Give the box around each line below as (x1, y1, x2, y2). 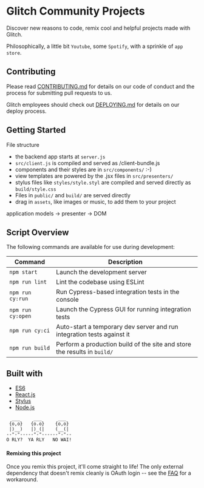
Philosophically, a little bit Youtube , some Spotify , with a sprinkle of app (6, 42, 183, 50)
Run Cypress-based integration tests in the (56, 288, 180, 296)
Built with (6, 368, 43, 379)
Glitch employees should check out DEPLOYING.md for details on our (6, 101, 180, 108)
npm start (9, 269, 38, 276)
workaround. (6, 476, 38, 483)
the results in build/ (56, 348, 114, 356)
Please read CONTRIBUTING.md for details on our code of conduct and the (6, 83, 195, 90)
